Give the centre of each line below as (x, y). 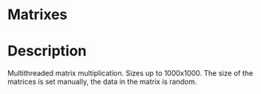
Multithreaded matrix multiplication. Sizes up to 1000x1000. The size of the (130, 73)
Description (47, 51)
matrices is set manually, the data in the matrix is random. (102, 82)
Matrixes (38, 15)
